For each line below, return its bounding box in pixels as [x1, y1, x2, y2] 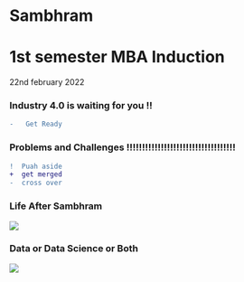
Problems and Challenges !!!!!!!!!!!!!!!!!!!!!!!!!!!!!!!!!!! [9, 141, 237, 154]
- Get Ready [9, 119, 63, 129]
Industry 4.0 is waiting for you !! [9, 99, 153, 112]
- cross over [9, 178, 63, 188]
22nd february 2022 [9, 77, 85, 88]
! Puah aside [9, 162, 63, 171]
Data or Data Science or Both [9, 242, 138, 255]
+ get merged [9, 170, 63, 179]
